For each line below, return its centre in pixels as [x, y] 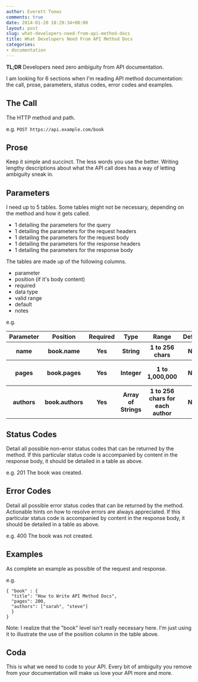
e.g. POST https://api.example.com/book [55, 129]
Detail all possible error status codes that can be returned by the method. [95, 505]
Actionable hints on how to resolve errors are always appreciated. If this [93, 512]
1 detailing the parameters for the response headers [77, 244]
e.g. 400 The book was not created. [50, 535]
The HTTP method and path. [41, 117]
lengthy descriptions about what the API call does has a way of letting [91, 168]
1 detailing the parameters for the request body [72, 238]
